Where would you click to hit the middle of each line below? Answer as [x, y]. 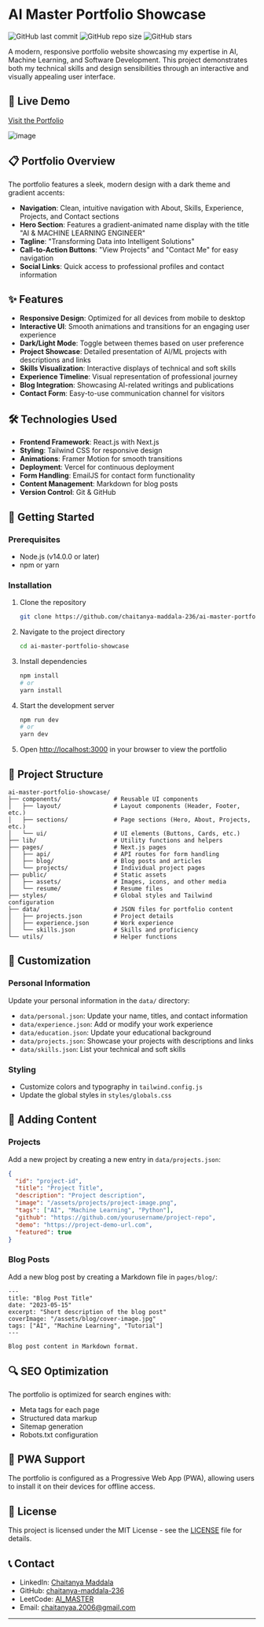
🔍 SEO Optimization [59, 1372]
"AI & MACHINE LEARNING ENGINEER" [82, 233]
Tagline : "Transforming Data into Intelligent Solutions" [107, 241]
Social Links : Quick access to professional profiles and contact [122, 266]
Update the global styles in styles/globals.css [95, 1094]
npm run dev [39, 720]
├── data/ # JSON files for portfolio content [121, 909]
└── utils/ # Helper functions [93, 937]
